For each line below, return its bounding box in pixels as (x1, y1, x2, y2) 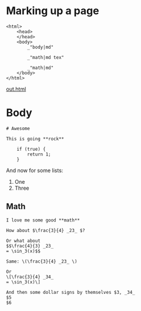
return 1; (27, 151, 51, 157)
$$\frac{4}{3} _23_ (6, 243, 54, 249)
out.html (6, 85, 26, 92)
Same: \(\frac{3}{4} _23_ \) (6, 258, 78, 264)
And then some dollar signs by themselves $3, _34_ (6, 289, 135, 295)
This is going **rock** (6, 135, 65, 142)
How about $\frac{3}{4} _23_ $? (6, 227, 85, 233)
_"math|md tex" (27, 54, 65, 60)
